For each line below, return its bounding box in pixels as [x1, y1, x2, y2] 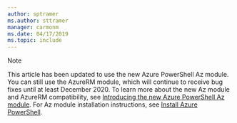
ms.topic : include [7, 37, 62, 44]
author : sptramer [7, 10, 59, 18]
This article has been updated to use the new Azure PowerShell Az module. [7, 70, 229, 79]
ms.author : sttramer [7, 17, 69, 24]
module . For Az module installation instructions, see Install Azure [7, 100, 198, 109]
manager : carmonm [7, 23, 59, 31]
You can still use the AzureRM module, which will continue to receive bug [7, 77, 223, 86]
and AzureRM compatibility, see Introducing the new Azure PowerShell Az [7, 93, 225, 102]
